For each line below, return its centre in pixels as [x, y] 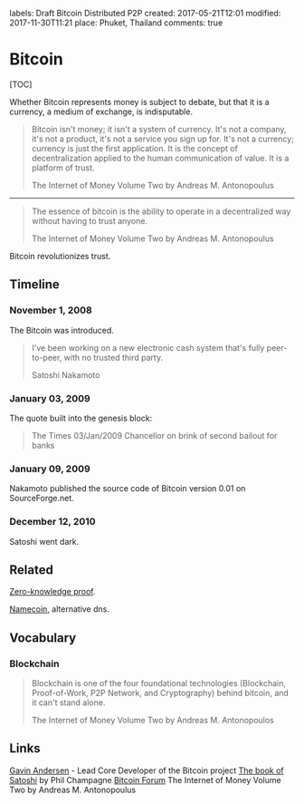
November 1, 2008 [51, 310]
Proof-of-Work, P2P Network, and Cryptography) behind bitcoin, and [160, 693]
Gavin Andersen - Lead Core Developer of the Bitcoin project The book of [147, 770]
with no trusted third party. [114, 357]
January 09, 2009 [50, 469]
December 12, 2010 [53, 522]
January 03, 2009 [50, 398]
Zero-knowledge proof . [53, 592]
